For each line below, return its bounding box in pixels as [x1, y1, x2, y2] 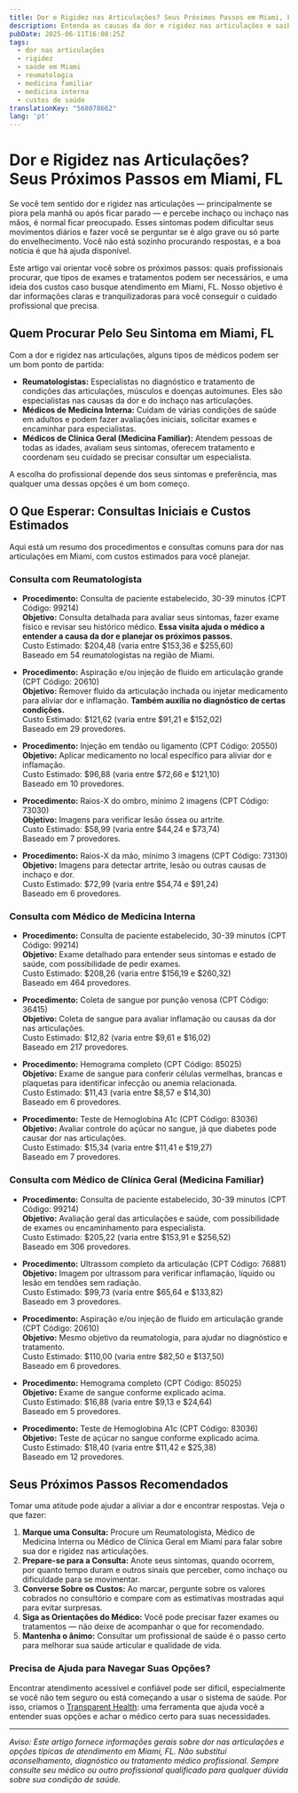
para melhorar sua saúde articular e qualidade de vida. [21, 1640, 223, 1651]
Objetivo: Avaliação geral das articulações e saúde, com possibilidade [21, 1213, 279, 1223]
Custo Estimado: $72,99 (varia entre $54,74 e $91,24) [21, 878, 219, 889]
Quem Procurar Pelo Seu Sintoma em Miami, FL [9, 326, 275, 342]
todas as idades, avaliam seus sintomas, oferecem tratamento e [21, 442, 255, 452]
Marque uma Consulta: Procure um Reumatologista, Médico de [21, 1527, 255, 1537]
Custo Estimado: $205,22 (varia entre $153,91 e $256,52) [21, 1231, 231, 1242]
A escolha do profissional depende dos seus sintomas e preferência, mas [9, 468, 278, 479]
